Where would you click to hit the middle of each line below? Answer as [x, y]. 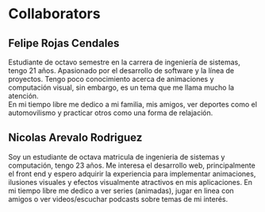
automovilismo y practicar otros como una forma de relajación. [111, 113]
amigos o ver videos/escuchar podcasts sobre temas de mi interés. [118, 199]
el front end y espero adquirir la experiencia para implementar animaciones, [132, 173]
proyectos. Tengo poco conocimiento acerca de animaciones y [111, 79]
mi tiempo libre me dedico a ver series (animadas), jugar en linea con [121, 191]
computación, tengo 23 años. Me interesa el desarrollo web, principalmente [132, 165]
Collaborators [54, 14]
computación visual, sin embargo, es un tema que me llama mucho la [121, 87]
